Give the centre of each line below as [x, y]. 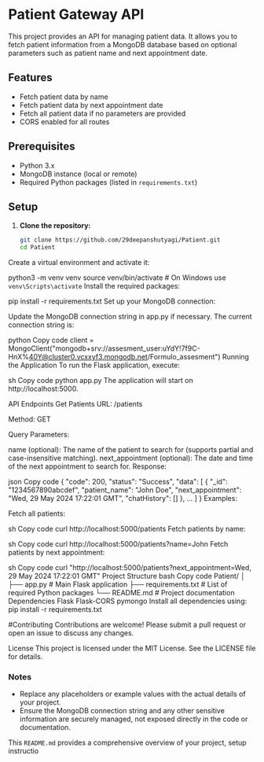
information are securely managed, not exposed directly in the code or [134, 719]
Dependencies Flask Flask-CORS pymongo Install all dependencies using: [128, 601]
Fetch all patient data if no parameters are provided [103, 113]
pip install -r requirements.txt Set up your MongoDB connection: [112, 301]
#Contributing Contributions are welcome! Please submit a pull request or [127, 625]
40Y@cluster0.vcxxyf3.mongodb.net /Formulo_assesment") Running [139, 357]
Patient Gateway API [76, 15]
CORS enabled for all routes [64, 121]
